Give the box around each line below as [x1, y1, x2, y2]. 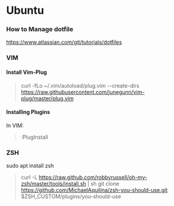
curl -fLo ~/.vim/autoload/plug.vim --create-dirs [20, 82, 139, 89]
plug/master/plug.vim [20, 94, 74, 102]
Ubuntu [6, 4, 44, 17]
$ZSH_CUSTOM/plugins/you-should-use [20, 193, 121, 200]
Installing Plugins [6, 109, 50, 116]
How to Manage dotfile [6, 25, 74, 34]
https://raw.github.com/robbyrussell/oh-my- [38, 174, 148, 181]
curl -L [20, 174, 38, 181]
